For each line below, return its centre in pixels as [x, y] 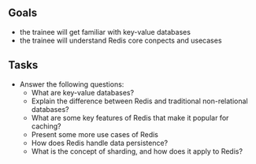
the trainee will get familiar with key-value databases [105, 32]
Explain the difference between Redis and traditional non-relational [139, 101]
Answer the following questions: [72, 84]
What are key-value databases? [83, 92]
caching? [46, 126]
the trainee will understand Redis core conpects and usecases [121, 40]
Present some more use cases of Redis [95, 134]
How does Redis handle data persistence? [99, 143]
